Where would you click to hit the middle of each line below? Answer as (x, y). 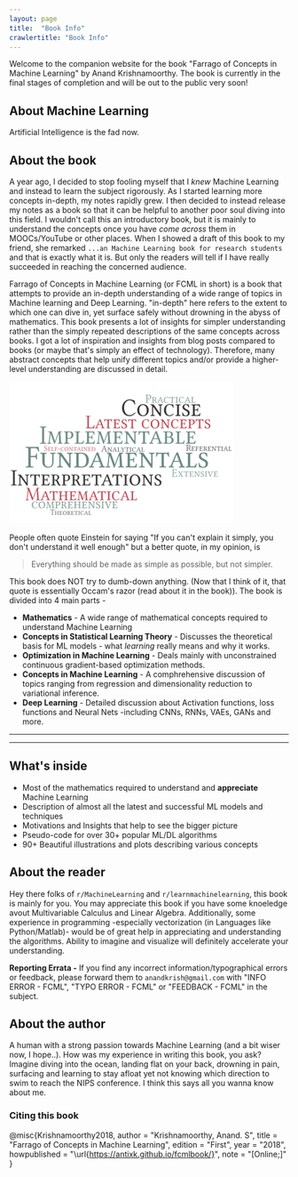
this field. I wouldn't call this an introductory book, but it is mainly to (133, 219)
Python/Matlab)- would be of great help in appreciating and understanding (145, 931)
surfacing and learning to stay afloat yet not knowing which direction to (140, 1074)
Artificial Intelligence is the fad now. (74, 133)
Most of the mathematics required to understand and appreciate (140, 787)
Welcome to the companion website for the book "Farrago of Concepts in (143, 64)
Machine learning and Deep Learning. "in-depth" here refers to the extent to (148, 303)
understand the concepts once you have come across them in (123, 229)
